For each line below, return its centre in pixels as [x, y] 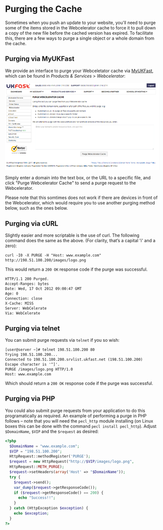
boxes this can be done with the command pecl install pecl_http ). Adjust [81, 426]
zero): [11, 246]
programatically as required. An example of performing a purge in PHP [76, 416]
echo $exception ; [31, 513]
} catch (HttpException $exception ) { [49, 508]
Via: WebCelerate [23, 313]
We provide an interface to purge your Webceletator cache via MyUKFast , [79, 71]
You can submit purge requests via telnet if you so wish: [62, 340]
